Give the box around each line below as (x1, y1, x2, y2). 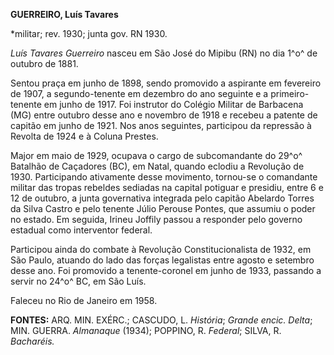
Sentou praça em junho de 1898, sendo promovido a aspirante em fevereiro (10, 77, 322, 89)
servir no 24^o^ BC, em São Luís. (10, 275, 147, 287)
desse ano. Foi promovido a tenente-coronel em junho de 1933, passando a (10, 265, 322, 276)
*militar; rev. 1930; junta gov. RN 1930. (10, 28, 168, 39)
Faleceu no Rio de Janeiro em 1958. (10, 295, 158, 306)
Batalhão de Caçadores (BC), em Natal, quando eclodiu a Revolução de (10, 160, 305, 172)
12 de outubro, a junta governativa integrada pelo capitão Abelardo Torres (10, 192, 315, 204)
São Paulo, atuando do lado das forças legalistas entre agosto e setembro (10, 254, 315, 266)
